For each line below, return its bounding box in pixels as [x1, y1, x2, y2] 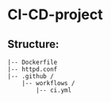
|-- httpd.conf [7, 65, 58, 73]
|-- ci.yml [36, 86, 72, 94]
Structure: [7, 37, 59, 51]
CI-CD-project [7, 6, 104, 24]
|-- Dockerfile [7, 58, 58, 66]
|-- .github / [7, 73, 55, 80]
